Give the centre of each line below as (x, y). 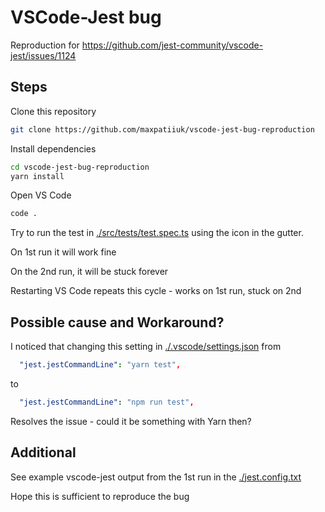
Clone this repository (53, 111)
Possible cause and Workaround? (117, 322)
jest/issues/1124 (43, 55)
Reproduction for (45, 45)
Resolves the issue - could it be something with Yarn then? (131, 421)
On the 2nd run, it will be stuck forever (89, 272)
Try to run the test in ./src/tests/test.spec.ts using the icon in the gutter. (157, 233)
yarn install (37, 176)
